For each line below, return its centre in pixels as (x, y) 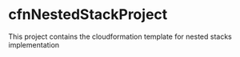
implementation (34, 44)
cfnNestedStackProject (88, 15)
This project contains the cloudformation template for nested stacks (120, 36)
